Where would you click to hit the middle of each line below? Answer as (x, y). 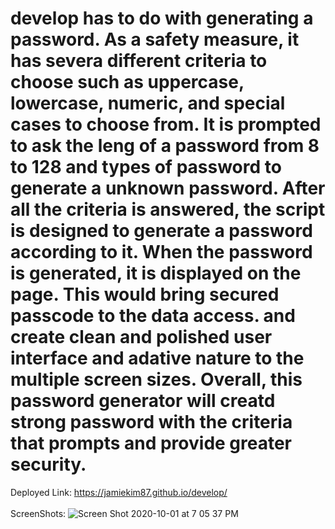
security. (48, 464)
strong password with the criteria (151, 422)
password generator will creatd (143, 401)
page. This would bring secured (145, 294)
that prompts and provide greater (151, 443)
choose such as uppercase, (127, 82)
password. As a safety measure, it (155, 39)
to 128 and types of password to (146, 167)
